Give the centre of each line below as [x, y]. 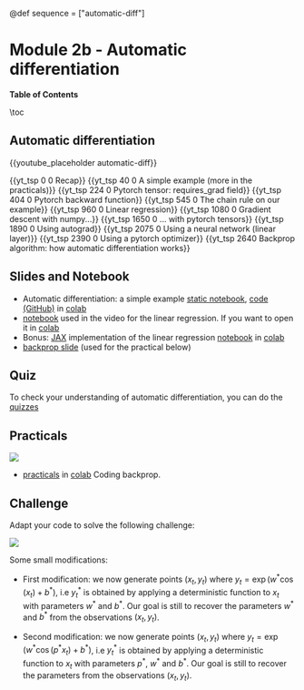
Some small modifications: [59, 560]
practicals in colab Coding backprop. [92, 475]
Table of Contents [44, 94]
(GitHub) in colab [54, 308]
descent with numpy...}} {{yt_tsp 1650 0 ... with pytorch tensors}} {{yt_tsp [147, 218]
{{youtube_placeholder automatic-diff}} [83, 162]
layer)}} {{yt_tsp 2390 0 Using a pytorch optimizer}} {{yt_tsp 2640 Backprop [152, 238]
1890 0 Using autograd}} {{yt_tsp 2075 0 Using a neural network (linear [143, 228]
